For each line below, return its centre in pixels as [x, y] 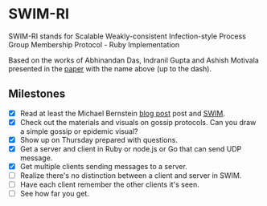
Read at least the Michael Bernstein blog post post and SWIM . [122, 113]
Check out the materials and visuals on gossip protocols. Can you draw [138, 122]
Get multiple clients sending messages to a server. [103, 166]
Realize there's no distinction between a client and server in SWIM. [131, 176]
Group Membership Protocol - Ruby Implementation [94, 44]
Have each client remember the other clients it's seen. [109, 184]
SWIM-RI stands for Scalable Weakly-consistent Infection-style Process [127, 36]
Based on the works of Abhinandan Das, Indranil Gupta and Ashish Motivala [133, 60]
